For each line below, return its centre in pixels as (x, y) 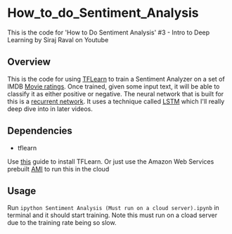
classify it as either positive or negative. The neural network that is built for (116, 93)
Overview (29, 62)
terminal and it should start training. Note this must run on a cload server (112, 215)
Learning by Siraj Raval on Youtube (58, 39)
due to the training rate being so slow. (62, 223)
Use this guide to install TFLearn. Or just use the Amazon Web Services (111, 161)
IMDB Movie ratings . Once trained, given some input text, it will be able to (114, 86)
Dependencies (40, 131)
